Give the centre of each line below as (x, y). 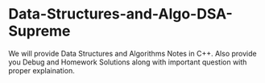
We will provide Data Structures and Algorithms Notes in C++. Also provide (132, 53)
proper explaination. (41, 70)
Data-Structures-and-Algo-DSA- (121, 14)
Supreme (39, 31)
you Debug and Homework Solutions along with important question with (128, 62)
